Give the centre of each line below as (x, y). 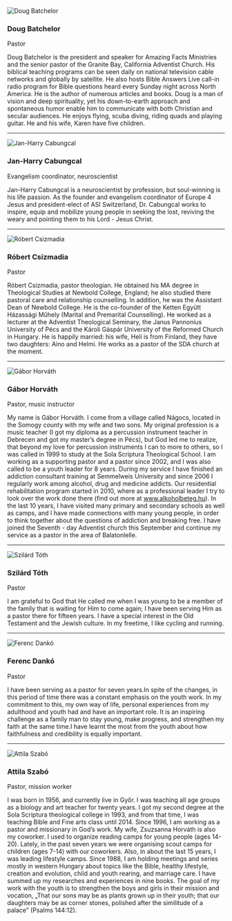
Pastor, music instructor (41, 404)
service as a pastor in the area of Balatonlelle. (72, 535)
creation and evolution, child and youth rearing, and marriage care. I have (112, 873)
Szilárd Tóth (28, 573)
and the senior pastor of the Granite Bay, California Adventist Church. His (111, 64)
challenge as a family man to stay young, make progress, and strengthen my (116, 719)
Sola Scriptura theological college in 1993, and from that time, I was (103, 815)
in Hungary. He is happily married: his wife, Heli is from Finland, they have (112, 336)
